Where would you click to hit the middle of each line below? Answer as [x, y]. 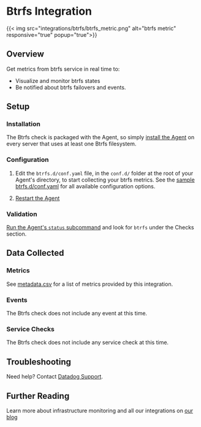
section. [17, 234]
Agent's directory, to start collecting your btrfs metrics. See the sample [105, 180]
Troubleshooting [39, 362]
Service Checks [31, 329]
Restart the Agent [37, 198]
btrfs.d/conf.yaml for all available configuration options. [85, 186]
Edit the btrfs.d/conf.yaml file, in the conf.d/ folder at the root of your [104, 173]
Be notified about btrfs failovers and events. [70, 87]
